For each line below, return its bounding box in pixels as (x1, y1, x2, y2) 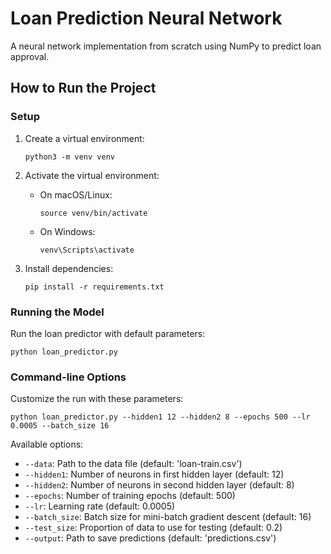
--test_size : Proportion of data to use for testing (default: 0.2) (24, 522, 283, 534)
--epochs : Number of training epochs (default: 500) (24, 490, 236, 502)
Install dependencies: (24, 262, 114, 274)
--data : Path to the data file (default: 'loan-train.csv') (24, 458, 243, 470)
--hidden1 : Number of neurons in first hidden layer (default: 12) (24, 468, 285, 481)
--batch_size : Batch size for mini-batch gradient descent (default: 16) (24, 511, 312, 523)
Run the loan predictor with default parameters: (10, 327, 206, 339)
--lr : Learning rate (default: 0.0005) (24, 500, 176, 512)
